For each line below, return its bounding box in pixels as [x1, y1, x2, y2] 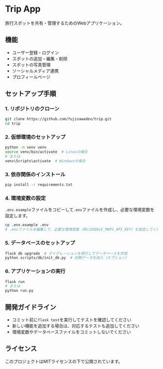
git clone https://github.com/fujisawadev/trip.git [5, 117, 112, 122]
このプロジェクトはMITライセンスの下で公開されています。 [5, 358, 123, 364]
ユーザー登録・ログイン [12, 50, 59, 55]
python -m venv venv [5, 145, 47, 150]
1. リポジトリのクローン [5, 106, 60, 112]
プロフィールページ [12, 74, 51, 80]
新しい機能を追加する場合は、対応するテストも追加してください [12, 323, 140, 329]
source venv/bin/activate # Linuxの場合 [5, 149, 88, 154]
